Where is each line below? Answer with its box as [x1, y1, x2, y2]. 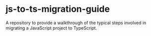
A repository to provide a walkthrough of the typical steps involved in [5, 20, 147, 26]
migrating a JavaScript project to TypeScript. [5, 25, 97, 31]
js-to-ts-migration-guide [5, 3, 110, 15]
